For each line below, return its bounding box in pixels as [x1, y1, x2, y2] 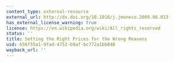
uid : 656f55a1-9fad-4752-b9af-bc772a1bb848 [6, 42, 116, 48]
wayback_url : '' [6, 47, 46, 53]
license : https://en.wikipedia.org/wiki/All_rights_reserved [6, 25, 161, 31]
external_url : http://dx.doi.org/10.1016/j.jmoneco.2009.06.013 [6, 14, 169, 20]
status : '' [6, 31, 33, 37]
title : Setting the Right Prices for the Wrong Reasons [6, 36, 147, 42]
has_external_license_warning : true [6, 19, 97, 25]
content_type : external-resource [6, 8, 89, 15]
